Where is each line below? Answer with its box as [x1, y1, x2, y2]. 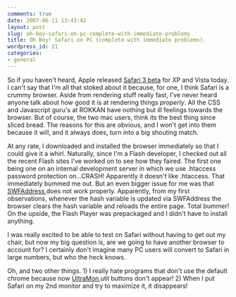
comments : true [7, 10, 52, 18]
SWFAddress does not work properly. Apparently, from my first [7, 186, 190, 195]
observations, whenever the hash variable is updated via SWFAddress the [7, 194, 222, 202]
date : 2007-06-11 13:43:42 [7, 17, 87, 24]
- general [7, 56, 37, 63]
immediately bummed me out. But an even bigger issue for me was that [7, 179, 215, 188]
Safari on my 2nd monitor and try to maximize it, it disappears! [7, 281, 188, 290]
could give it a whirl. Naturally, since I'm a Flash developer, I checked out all [7, 149, 227, 157]
